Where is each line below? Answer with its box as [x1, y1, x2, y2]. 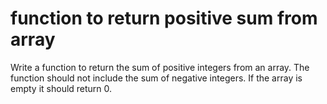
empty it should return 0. [10, 82, 113, 94]
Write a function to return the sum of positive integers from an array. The [10, 61, 310, 73]
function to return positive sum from [10, 7, 318, 30]
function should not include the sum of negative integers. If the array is [10, 72, 303, 84]
